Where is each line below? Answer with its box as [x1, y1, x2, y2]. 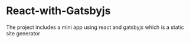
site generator [6, 29, 40, 37]
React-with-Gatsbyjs [6, 4, 111, 18]
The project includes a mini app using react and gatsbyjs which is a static [6, 24, 184, 31]
